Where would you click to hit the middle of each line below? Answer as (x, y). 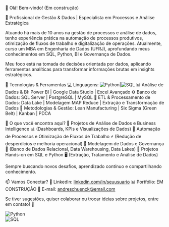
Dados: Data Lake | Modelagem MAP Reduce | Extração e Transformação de (85, 103)
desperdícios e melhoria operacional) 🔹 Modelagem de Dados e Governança (85, 144)
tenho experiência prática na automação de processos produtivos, (74, 38)
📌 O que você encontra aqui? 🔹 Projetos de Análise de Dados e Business (81, 123)
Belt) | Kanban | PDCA (28, 113)
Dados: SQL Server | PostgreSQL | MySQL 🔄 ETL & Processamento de (78, 97)
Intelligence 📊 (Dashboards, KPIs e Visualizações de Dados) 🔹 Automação (83, 129)
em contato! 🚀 (20, 204)
